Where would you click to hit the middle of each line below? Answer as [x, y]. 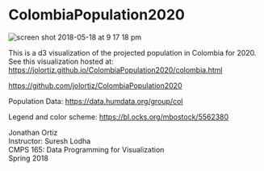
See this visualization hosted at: [61, 61]
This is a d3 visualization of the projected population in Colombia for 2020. [132, 52]
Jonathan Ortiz [33, 132]
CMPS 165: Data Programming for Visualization [86, 149]
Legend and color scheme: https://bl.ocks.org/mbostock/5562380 [119, 117]
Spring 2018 [28, 158]
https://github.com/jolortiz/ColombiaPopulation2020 [95, 85]
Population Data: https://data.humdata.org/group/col [96, 101]
